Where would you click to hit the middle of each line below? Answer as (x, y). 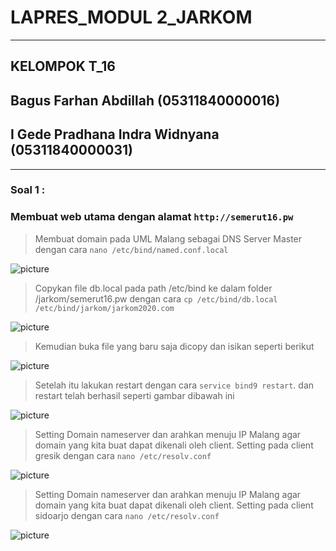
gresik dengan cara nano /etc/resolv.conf (123, 455)
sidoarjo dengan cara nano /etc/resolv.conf (127, 515)
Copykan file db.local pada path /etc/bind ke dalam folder (153, 288)
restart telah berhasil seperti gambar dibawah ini (134, 395)
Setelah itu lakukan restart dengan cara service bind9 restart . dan (174, 385)
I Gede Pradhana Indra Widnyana (115, 134)
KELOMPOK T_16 (63, 66)
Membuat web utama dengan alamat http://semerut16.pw (152, 217)
